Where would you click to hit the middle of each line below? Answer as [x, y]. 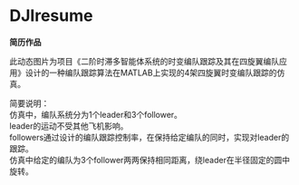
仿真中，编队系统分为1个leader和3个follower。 [96, 114]
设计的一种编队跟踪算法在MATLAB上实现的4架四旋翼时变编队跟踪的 [151, 73]
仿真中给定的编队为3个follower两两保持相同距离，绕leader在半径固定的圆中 [149, 160]
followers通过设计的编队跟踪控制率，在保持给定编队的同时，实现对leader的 [149, 137]
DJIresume [51, 16]
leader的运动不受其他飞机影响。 [69, 126]
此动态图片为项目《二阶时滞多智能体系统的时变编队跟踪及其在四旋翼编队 [144, 61]
